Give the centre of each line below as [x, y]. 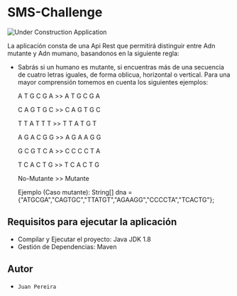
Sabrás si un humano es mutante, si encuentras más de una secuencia [121, 67]
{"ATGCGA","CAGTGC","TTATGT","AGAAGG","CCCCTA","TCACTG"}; [116, 199]
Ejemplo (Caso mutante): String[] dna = [75, 192]
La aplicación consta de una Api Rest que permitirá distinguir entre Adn [111, 45]
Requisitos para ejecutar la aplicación [92, 222]
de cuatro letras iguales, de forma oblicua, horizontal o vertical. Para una [124, 75]
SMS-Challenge [55, 12]
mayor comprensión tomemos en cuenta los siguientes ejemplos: [113, 82]
